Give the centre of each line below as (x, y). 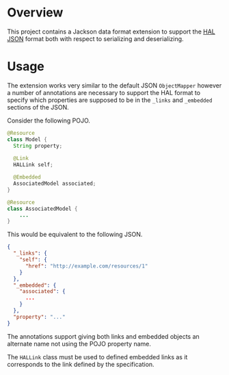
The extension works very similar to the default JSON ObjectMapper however (114, 85)
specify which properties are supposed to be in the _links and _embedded (110, 100)
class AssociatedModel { (42, 209)
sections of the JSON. (38, 107)
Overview (35, 13)
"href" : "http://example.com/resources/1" (86, 266)
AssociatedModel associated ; (55, 183)
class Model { (27, 139)
